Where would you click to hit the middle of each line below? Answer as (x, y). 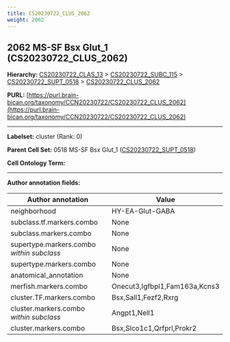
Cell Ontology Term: (36, 163)
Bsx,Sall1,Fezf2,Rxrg (145, 298)
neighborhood (34, 211)
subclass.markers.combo (51, 233)
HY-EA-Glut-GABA (143, 211)
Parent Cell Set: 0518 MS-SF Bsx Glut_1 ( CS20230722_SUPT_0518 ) (102, 150)
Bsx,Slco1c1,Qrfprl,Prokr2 (154, 328)
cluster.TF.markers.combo (53, 298)
